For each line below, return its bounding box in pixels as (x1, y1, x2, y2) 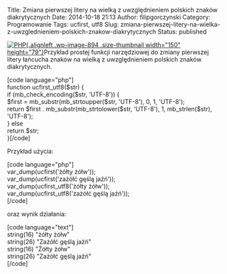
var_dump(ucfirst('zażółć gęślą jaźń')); (7, 175, 116, 183)
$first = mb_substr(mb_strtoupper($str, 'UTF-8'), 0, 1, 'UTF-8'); (7, 98, 185, 105)
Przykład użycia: (7, 147, 54, 155)
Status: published (157, 27, 207, 36)
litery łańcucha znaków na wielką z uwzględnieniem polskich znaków (7, 55, 202, 64)
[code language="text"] (7, 223, 74, 231)
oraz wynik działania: (7, 210, 67, 218)
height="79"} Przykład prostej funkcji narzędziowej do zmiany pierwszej (7, 48, 209, 56)
